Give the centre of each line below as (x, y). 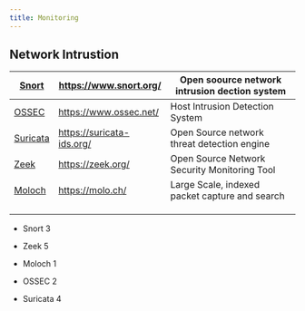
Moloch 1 (39, 264)
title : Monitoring (44, 18)
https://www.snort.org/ (110, 85)
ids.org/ (75, 144)
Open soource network (231, 80)
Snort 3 (37, 228)
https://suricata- (94, 132)
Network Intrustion (64, 55)
